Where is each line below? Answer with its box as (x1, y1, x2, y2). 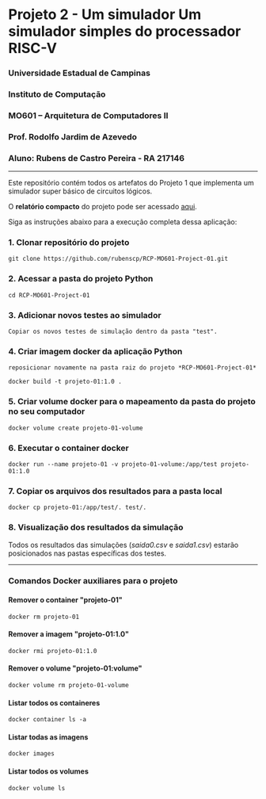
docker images (8, 750, 55, 758)
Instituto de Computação (8, 89, 106, 100)
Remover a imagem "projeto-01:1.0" (8, 629, 129, 639)
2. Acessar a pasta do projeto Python (8, 273, 154, 285)
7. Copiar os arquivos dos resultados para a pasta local (8, 485, 222, 496)
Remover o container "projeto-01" (8, 595, 123, 605)
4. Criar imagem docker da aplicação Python (8, 346, 183, 357)
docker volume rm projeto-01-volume (8, 682, 129, 690)
